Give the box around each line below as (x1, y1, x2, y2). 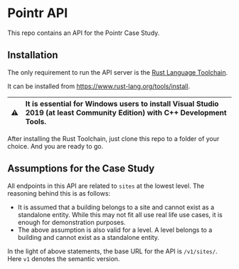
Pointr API (7, 5, 68, 21)
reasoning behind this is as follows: (7, 189, 111, 197)
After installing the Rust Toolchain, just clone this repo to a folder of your (7, 134, 220, 143)
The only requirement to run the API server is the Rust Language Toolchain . (7, 68, 228, 76)
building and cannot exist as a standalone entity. (17, 233, 160, 241)
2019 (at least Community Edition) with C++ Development (25, 107, 227, 117)
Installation (7, 49, 58, 61)
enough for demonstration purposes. (17, 218, 126, 226)
